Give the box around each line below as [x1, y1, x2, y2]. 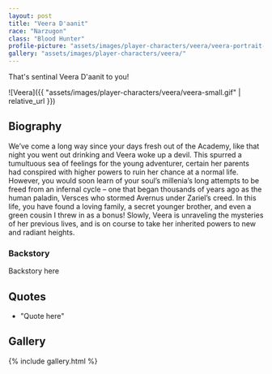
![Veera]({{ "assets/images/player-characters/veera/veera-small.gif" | [8, 88, 241, 97]
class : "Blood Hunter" [8, 34, 85, 43]
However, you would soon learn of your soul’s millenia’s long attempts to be [8, 175, 260, 185]
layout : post [8, 11, 53, 20]
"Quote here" [19, 311, 65, 320]
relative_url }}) [8, 97, 56, 105]
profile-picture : [8, 42, 67, 50]
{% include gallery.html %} [8, 356, 98, 366]
